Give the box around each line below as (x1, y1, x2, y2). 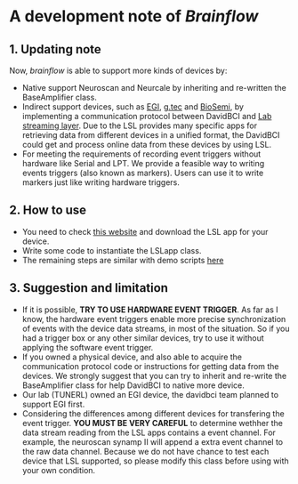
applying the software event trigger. (21, 342, 154, 352)
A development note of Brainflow (9, 6, 259, 27)
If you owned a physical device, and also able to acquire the (21, 351, 243, 362)
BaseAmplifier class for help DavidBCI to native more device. (21, 380, 245, 391)
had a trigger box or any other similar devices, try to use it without (21, 332, 264, 343)
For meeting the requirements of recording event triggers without (21, 149, 262, 159)
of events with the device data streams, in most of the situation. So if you (21, 323, 290, 334)
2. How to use (9, 203, 87, 218)
